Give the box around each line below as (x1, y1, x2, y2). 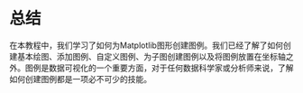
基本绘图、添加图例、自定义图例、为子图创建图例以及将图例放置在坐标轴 (16, 51, 286, 61)
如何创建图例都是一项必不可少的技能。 (9, 73, 151, 84)
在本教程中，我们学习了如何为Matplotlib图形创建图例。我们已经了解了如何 (9, 40, 284, 51)
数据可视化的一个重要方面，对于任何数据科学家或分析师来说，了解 (48, 62, 294, 73)
